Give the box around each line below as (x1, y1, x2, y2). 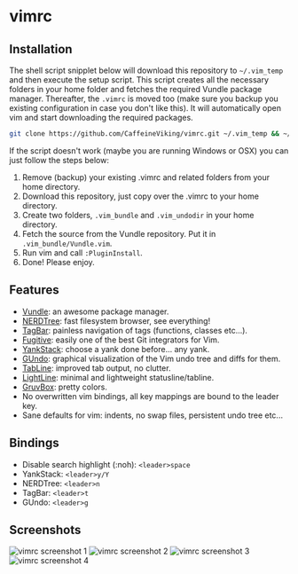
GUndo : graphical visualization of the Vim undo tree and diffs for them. (21, 353, 281, 364)
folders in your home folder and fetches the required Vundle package (9, 84, 263, 94)
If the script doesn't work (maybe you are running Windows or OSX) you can (9, 145, 289, 156)
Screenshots (9, 522, 82, 538)
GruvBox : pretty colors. (21, 381, 108, 392)
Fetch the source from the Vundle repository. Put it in (21, 228, 216, 239)
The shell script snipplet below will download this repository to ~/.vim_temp (9, 65, 284, 75)
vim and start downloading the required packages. (9, 113, 193, 122)
